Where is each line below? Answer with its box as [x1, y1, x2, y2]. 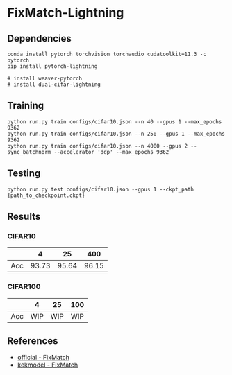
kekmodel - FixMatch [17, 360, 78, 369]
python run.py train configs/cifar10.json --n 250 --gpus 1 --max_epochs [7, 130, 226, 137]
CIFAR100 [7, 282, 41, 292]
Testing [7, 168, 41, 180]
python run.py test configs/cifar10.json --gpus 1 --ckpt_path [7, 186, 194, 193]
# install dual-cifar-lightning [7, 81, 101, 88]
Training [7, 100, 44, 112]
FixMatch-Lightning [7, 5, 124, 21]
